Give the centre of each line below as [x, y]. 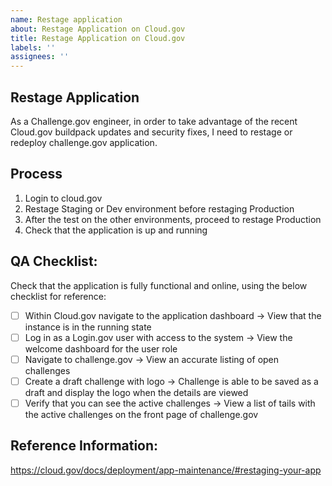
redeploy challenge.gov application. [84, 142]
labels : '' [33, 47]
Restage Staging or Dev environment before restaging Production [159, 208]
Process [36, 174]
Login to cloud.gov [63, 198]
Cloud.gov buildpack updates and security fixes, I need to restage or [151, 132]
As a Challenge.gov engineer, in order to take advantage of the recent [154, 121]
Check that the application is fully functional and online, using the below [159, 285]
